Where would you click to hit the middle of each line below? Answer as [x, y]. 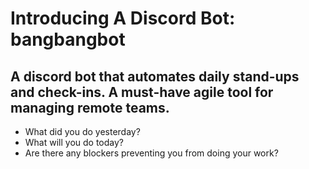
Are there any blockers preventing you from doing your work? [151, 153]
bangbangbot [68, 39]
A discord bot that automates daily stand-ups [155, 76]
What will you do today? [74, 142]
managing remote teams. [90, 107]
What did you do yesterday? [82, 131]
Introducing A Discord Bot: [123, 18]
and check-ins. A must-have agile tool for [142, 92]
